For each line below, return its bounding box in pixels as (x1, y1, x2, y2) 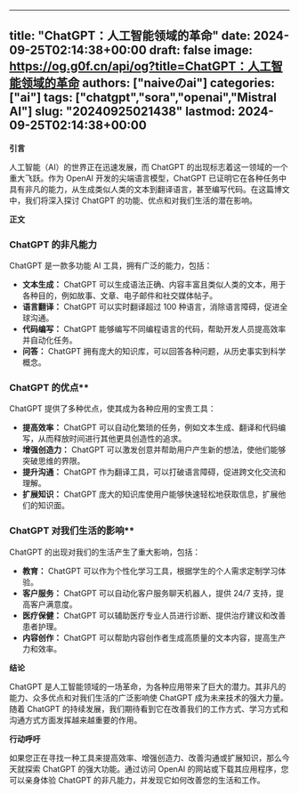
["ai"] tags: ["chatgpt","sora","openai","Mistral (9, 90, 278, 105)
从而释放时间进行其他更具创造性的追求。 (37, 433, 187, 444)
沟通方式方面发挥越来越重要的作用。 (9, 714, 142, 725)
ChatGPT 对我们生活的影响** (9, 524, 135, 537)
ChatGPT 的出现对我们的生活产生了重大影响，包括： (9, 547, 201, 557)
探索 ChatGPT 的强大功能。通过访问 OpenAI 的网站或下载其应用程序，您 (24, 763, 289, 774)
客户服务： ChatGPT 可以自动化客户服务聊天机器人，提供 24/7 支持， (21, 587, 277, 598)
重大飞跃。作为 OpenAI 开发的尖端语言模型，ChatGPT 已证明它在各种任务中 (9, 173, 287, 183)
